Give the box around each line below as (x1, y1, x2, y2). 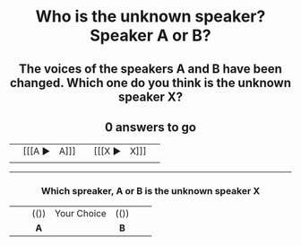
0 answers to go (104, 119, 197, 135)
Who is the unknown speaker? (35, 6, 266, 27)
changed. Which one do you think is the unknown (9, 75, 292, 91)
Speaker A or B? (89, 25, 212, 46)
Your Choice (55, 206, 107, 219)
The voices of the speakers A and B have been (19, 61, 282, 76)
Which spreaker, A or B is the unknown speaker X (40, 185, 261, 198)
